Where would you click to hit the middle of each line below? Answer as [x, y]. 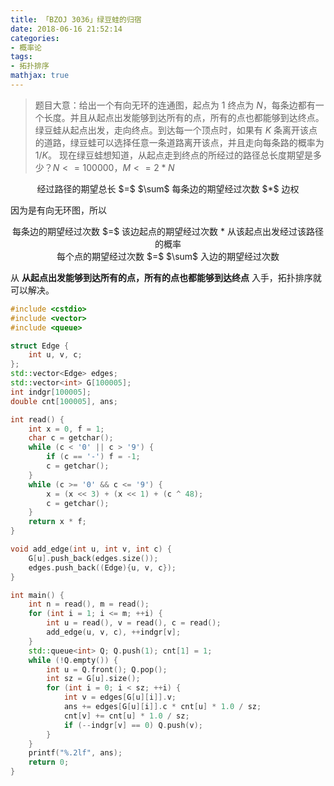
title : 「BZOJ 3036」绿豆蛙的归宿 [76, 19]
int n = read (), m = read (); [89, 604]
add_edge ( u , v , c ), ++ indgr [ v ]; [114, 632]
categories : [35, 38]
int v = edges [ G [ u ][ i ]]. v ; [120, 697]
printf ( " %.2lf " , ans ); [75, 753]
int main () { [37, 595]
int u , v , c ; [55, 355]
